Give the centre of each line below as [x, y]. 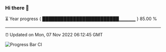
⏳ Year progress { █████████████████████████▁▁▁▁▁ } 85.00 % [81, 19]
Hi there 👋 [17, 8]
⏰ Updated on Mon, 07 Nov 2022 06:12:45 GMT [54, 35]
